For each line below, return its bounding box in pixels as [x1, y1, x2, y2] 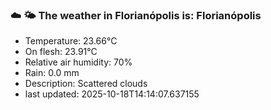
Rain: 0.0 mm [24, 67, 80, 79]
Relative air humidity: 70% [24, 56, 133, 68]
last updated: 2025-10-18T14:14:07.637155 [24, 88, 200, 100]
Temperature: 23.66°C [24, 35, 118, 47]
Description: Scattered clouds [24, 78, 148, 90]
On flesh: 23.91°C [24, 46, 98, 58]
